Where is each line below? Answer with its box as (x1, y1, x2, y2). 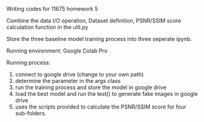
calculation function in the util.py (6, 24, 89, 30)
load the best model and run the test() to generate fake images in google (15, 90, 199, 97)
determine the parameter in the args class (15, 77, 121, 84)
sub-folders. (15, 110, 47, 117)
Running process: (6, 59, 51, 66)
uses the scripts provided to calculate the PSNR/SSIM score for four (15, 103, 186, 110)
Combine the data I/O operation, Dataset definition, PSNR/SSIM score (6, 17, 181, 24)
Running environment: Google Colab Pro (6, 47, 108, 54)
